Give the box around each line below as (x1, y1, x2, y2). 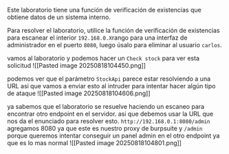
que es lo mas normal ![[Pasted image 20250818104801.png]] (7, 139, 182, 146)
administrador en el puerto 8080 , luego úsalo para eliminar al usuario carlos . (7, 41, 222, 49)
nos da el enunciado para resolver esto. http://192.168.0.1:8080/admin (7, 117, 211, 125)
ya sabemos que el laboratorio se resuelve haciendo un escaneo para (7, 103, 205, 110)
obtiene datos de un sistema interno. (7, 13, 111, 21)
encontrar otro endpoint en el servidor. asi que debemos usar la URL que (7, 110, 214, 118)
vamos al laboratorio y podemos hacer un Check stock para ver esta (7, 54, 200, 62)
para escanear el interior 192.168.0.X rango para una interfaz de (7, 34, 188, 42)
